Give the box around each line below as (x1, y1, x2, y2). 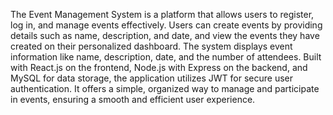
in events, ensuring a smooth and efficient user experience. (10, 94, 256, 105)
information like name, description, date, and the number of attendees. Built (10, 51, 322, 63)
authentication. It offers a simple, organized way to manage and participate (10, 83, 320, 94)
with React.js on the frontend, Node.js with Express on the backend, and (10, 62, 308, 73)
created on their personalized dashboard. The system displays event (10, 40, 293, 52)
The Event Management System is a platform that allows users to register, (10, 9, 315, 20)
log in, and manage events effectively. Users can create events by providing (10, 19, 323, 31)
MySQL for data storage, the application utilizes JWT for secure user (10, 72, 294, 84)
